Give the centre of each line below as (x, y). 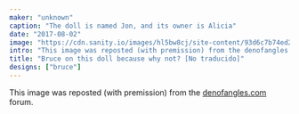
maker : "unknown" (41, 17)
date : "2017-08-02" (45, 34)
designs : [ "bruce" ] (45, 68)
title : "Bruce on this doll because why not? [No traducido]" (127, 59)
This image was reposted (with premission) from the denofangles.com (138, 92)
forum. (21, 102)
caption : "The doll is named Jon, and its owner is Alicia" (123, 26)
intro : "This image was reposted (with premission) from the (125, 51)
